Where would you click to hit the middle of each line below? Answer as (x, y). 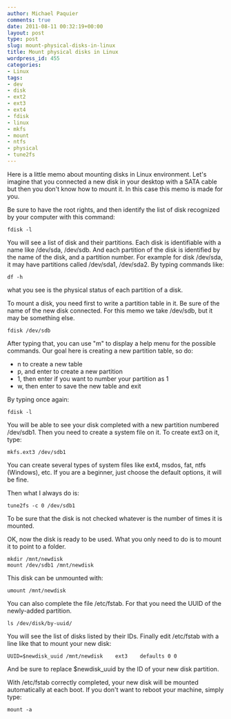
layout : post (26, 33)
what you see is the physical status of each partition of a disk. (95, 290)
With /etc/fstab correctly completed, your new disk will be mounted (103, 682)
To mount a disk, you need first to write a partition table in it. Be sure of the (113, 303)
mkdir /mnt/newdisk (35, 559)
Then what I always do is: (43, 493)
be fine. (18, 480)
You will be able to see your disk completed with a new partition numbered (113, 424)
